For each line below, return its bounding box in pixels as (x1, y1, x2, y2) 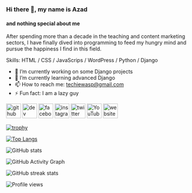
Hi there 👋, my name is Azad (6, 5, 88, 13)
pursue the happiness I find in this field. (6, 45, 102, 52)
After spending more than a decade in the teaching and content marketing (6, 33, 186, 40)
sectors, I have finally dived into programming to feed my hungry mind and (6, 39, 187, 46)
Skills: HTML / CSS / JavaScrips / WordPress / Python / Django (6, 57, 159, 64)
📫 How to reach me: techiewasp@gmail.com (14, 81, 124, 88)
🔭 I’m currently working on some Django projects (14, 68, 133, 75)
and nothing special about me (6, 20, 80, 27)
